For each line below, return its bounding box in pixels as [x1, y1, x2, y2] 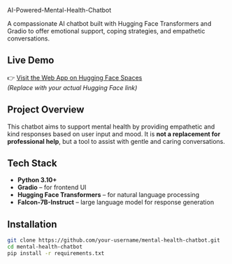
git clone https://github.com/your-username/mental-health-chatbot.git [7, 237, 220, 244]
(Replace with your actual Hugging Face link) [7, 83, 138, 91]
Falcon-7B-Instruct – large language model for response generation [17, 198, 215, 207]
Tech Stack [7, 157, 57, 170]
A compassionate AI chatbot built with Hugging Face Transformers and [7, 20, 212, 27]
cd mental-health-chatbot [7, 244, 82, 251]
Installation [7, 218, 57, 230]
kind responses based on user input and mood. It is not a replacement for [7, 129, 221, 138]
